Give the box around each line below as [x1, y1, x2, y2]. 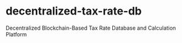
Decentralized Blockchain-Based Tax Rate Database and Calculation [5, 24, 177, 31]
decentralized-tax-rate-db [5, 4, 142, 18]
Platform [5, 30, 27, 38]
